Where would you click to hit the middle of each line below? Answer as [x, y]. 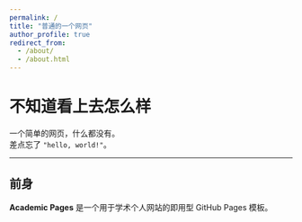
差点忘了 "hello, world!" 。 [61, 144]
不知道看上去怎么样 [80, 107]
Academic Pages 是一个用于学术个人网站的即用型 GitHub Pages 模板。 [141, 207]
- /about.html [44, 59]
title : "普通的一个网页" [51, 26]
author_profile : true [50, 34]
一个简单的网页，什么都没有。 [64, 133]
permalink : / [34, 18]
